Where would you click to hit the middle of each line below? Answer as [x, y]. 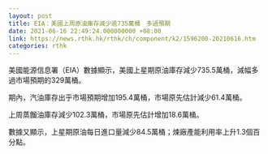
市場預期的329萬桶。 [50, 80]
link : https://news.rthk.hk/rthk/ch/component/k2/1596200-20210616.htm [132, 38]
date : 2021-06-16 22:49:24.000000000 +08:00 [85, 31]
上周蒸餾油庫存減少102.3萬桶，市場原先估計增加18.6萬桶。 [106, 115]
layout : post [30, 16]
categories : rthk [38, 46]
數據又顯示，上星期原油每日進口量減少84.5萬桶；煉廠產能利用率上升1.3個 [131, 132]
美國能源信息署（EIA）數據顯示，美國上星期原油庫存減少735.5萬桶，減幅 [130, 71]
